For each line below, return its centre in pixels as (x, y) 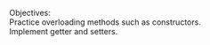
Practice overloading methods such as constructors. (105, 22)
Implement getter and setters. (64, 31)
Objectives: (30, 13)
